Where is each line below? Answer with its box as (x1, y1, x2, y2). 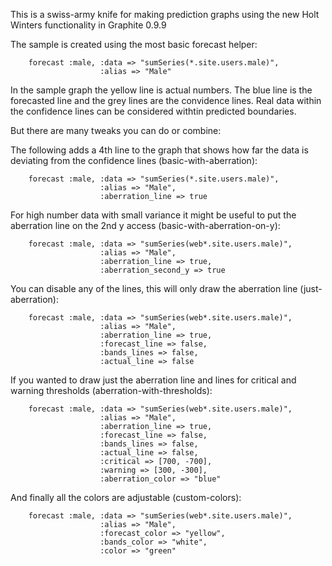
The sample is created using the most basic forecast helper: (10, 39, 258, 50)
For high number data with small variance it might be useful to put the (10, 209, 297, 221)
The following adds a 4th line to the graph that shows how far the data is (10, 144, 309, 156)
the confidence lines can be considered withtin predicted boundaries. (10, 105, 297, 117)
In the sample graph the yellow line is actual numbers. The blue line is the (10, 84, 313, 96)
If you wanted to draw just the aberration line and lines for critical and (10, 374, 297, 386)
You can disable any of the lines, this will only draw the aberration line (10, 283, 298, 294)
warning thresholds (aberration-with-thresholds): (10, 385, 213, 396)
